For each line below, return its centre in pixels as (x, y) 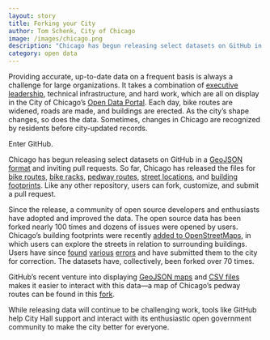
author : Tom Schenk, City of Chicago (72, 31)
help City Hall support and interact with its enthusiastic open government (130, 318)
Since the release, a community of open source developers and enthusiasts (134, 210)
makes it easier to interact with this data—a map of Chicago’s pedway (124, 285)
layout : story (32, 16)
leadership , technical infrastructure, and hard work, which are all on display (134, 93)
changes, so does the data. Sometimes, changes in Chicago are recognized (135, 119)
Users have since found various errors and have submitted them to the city (133, 253)
